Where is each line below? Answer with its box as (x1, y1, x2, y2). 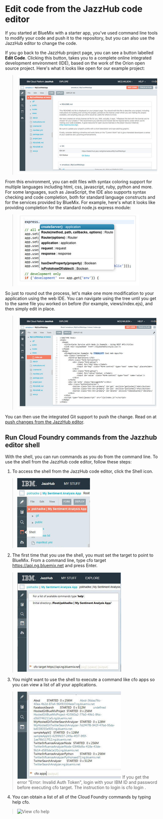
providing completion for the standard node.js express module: (5, 205, 131, 211)
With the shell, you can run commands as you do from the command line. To (5, 454, 158, 459)
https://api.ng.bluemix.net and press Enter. (12, 562, 98, 568)
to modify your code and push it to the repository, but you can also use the (5, 35, 155, 41)
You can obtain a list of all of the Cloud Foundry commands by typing (12, 794, 151, 799)
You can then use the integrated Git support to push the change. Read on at (5, 414, 157, 420)
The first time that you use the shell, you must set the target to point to (12, 552, 154, 558)
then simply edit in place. (5, 306, 55, 312)
